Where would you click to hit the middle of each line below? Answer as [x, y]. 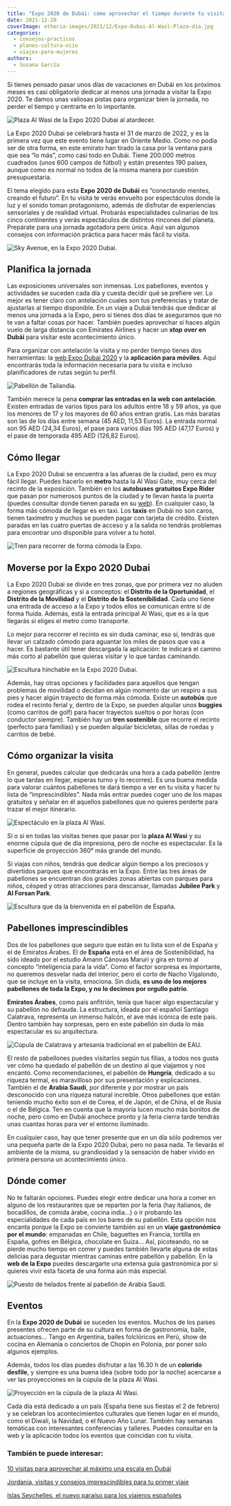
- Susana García [36, 65]
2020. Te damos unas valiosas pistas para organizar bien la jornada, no [108, 99]
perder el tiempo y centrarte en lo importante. [72, 106]
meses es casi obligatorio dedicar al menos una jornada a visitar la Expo [109, 92]
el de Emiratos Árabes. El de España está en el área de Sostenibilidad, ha [111, 952]
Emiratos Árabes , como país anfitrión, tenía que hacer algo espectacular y [113, 1002]
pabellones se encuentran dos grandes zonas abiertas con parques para [110, 878]
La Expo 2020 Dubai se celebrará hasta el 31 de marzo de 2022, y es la [108, 133]
